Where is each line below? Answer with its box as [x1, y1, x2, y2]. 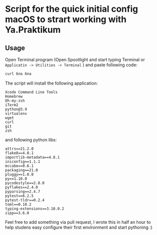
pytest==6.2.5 [5, 193, 34, 198]
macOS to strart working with [5, 14, 127, 25]
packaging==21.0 [5, 167, 38, 172]
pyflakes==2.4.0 [5, 185, 38, 189]
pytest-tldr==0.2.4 [5, 197, 45, 203]
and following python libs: [5, 137, 57, 142]
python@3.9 [5, 107, 27, 112]
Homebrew [5, 94, 23, 99]
